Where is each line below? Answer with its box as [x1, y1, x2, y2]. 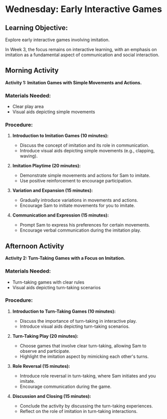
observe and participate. [19, 348, 71, 354]
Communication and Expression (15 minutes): [12, 212, 109, 219]
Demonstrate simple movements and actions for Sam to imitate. [19, 172, 151, 178]
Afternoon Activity [5, 242, 64, 250]
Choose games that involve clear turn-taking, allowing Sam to [19, 342, 147, 349]
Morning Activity [5, 66, 59, 75]
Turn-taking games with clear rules [12, 279, 85, 285]
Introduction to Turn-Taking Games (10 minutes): [12, 308, 116, 314]
